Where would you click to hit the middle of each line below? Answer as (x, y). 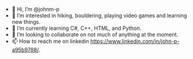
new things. (26, 22)
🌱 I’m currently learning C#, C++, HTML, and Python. (76, 28)
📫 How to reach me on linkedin (50, 41)
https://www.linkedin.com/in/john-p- (135, 41)
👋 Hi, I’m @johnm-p (36, 9)
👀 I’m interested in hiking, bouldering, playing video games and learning (99, 15)
